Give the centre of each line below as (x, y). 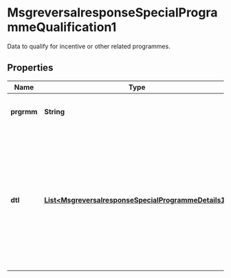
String (55, 111)
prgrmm (24, 111)
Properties (30, 68)
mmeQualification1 (62, 27)
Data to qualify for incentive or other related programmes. (89, 46)
